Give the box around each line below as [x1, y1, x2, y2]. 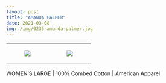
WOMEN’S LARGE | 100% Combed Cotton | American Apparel [6, 70, 161, 77]
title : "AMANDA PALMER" [6, 14, 66, 20]
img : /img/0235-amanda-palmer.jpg [6, 25, 94, 32]
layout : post [6, 8, 39, 15]
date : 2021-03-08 [6, 20, 50, 26]
